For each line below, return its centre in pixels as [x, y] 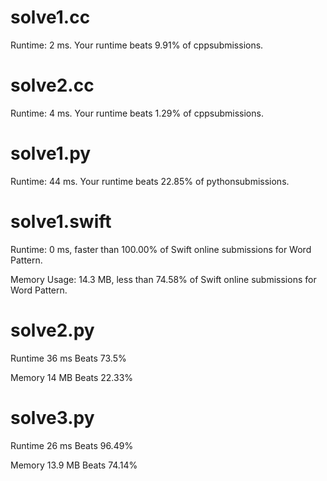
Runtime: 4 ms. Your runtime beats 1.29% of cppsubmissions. [137, 113]
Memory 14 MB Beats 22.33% [72, 377]
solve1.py [51, 153]
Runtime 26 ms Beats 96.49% [72, 445]
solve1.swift [61, 222]
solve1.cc [50, 17]
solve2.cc [52, 85]
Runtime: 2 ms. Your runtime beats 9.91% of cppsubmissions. [137, 45]
